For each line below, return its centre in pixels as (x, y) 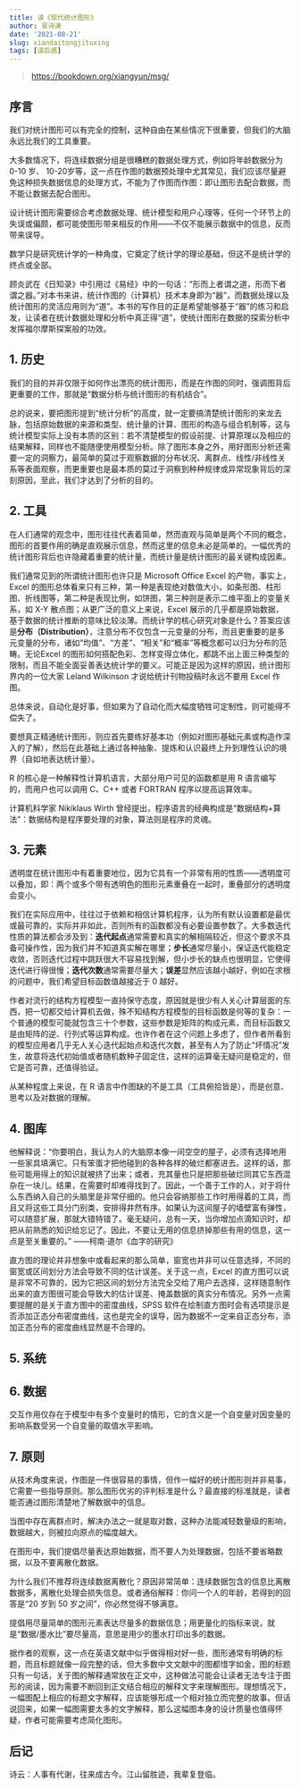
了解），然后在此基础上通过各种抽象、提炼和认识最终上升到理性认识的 (152, 747)
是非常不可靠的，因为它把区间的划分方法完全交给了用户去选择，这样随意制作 (150, 1283)
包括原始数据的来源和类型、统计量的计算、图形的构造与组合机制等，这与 (158, 424)
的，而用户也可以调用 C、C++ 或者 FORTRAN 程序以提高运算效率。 (133, 789)
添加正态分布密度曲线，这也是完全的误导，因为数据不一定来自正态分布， (150, 1316)
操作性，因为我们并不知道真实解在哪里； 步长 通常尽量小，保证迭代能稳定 (158, 948)
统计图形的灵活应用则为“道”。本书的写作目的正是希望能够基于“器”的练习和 (145, 306)
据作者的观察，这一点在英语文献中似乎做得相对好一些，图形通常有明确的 (142, 1653)
